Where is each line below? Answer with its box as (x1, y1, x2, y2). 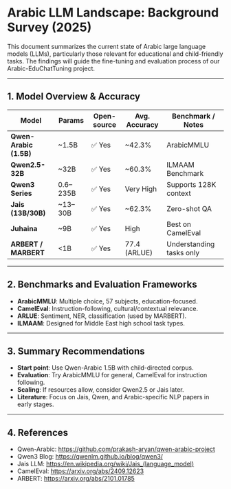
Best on (166, 219, 191, 229)
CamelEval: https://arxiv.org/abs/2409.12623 (16, 467, 144, 475)
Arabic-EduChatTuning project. (7, 64, 95, 72)
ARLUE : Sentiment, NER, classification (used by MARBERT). (16, 312, 187, 320)
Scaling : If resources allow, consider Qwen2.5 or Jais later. (16, 386, 184, 394)
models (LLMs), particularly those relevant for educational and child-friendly (7, 50, 223, 58)
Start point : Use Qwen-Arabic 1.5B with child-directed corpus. (16, 363, 194, 372)
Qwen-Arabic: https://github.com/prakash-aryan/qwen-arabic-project (16, 445, 215, 453)
